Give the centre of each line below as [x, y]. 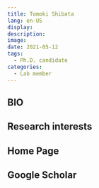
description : [27, 34]
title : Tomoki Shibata [41, 14]
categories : [25, 67]
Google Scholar [42, 175]
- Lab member [33, 73]
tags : [15, 54]
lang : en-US [25, 21]
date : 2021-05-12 [33, 47]
